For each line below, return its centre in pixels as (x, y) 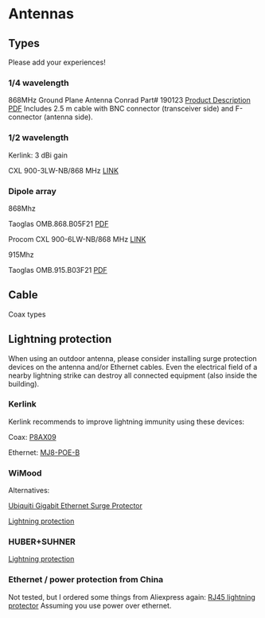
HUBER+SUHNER (42, 542)
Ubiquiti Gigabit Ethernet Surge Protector (76, 506)
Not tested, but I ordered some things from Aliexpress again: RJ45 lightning (132, 597)
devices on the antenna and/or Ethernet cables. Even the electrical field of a (133, 367)
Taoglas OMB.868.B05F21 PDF (58, 223)
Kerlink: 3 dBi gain (38, 155)
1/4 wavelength (39, 83)
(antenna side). (68, 117)
